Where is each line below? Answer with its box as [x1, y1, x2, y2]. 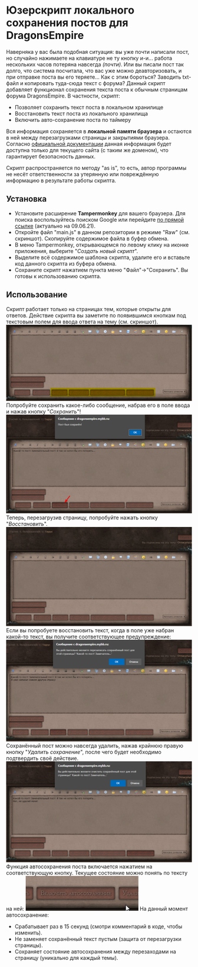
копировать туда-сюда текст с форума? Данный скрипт [24, 79, 166, 86]
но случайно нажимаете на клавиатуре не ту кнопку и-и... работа [6, 54, 173, 62]
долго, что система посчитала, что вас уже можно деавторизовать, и [6, 67, 182, 74]
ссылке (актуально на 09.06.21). [14, 222, 96, 229]
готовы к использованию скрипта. [14, 273, 101, 280]
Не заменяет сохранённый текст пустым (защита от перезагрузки [14, 936, 181, 943]
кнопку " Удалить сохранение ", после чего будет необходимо [6, 749, 162, 756]
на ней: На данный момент [6, 905, 189, 913]
